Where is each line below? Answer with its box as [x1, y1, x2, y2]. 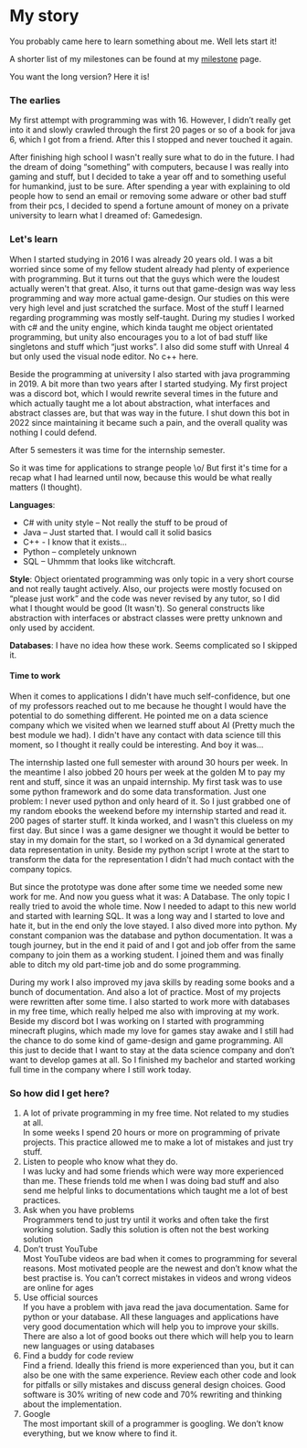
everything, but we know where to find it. [22, 1428, 178, 1439]
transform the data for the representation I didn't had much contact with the [9, 853, 295, 864]
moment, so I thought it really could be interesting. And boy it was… [9, 739, 264, 750]
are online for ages [22, 1283, 94, 1294]
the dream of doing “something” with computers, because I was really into [9, 162, 290, 173]
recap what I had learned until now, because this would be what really [9, 471, 272, 482]
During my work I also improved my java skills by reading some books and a [9, 977, 295, 988]
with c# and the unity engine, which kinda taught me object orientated [9, 322, 274, 333]
